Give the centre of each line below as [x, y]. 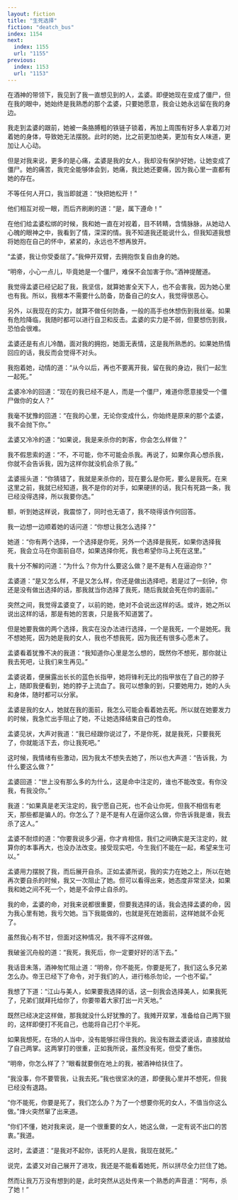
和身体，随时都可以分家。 [45, 695]
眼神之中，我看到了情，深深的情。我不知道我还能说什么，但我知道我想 [128, 232]
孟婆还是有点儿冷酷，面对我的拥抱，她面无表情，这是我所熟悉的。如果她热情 [119, 343]
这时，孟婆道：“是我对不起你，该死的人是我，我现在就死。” [92, 1150]
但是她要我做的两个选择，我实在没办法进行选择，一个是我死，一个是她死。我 [119, 628]
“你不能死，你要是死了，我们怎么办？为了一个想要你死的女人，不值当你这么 [118, 1102]
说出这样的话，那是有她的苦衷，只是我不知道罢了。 [82, 614]
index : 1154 [25, 34]
